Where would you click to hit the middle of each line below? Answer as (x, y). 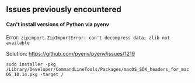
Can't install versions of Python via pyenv (58, 24)
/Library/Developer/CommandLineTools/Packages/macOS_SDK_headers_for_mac (98, 69)
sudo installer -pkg (31, 64)
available (18, 43)
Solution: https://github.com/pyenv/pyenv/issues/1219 (71, 53)
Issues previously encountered (64, 10)
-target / (52, 74)
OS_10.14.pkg (22, 74)
